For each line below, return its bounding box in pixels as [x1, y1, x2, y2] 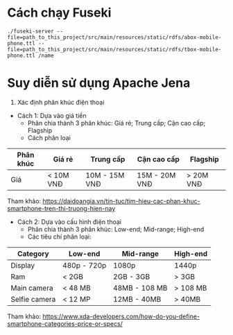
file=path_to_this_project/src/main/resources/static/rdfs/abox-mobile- [7, 33, 222, 41]
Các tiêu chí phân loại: [27, 232, 92, 241]
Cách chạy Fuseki [7, 5, 112, 21]
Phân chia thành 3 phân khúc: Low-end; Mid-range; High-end [27, 225, 205, 233]
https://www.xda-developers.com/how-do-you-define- [42, 312, 200, 320]
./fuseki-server [7, 28, 54, 35]
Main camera [10, 283, 53, 293]
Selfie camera [10, 294, 56, 304]
